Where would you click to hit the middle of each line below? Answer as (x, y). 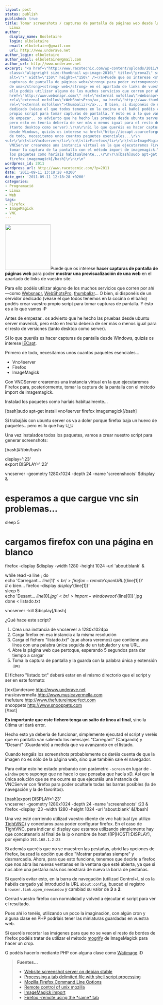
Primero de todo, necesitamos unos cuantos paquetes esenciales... (72, 353)
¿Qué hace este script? (28, 620)
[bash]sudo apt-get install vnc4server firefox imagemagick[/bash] (71, 411)
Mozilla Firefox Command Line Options (63, 982)
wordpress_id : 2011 (25, 164)
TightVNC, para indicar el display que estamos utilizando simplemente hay (79, 829)
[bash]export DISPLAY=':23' (33, 799)
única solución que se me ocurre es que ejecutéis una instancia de (72, 779)
